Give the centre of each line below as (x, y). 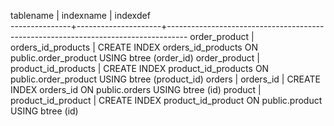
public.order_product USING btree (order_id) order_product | (135, 58)
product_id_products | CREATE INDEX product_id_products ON (140, 68)
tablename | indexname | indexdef (80, 15)
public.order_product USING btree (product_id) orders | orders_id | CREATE (165, 79)
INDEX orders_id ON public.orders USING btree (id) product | (136, 89)
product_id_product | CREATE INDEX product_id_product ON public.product (166, 100)
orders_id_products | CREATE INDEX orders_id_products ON (134, 47)
